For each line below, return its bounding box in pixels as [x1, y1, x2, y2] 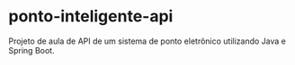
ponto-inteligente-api [8, 6, 174, 27]
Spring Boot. [8, 45, 55, 55]
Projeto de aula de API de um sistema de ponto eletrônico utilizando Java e [8, 36, 287, 46]
